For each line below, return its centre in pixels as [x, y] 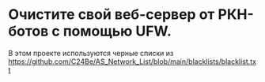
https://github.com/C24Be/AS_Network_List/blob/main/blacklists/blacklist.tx [132, 61]
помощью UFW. [117, 31]
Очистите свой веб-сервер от [112, 15]
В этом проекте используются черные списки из [91, 53]
